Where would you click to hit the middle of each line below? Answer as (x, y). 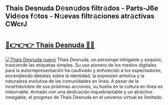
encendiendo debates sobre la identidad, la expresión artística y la (75, 76)
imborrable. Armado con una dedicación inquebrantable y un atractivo (79, 92)
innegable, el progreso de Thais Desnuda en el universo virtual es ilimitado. (84, 97)
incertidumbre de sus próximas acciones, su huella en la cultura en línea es (84, 86)
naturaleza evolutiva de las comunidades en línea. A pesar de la (72, 81)
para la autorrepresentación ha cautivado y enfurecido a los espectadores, (83, 70)
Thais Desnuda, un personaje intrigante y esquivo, (110, 60)
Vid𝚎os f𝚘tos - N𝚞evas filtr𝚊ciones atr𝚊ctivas (80, 16)
